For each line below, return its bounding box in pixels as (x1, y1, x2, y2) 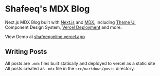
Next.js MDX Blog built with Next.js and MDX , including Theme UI (5, 19, 136, 25)
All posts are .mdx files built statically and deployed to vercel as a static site (5, 60, 156, 66)
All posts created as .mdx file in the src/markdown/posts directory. (5, 65, 135, 71)
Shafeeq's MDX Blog (5, 3, 90, 14)
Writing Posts (5, 48, 47, 56)
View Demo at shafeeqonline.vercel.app (5, 34, 85, 39)
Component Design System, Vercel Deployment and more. (5, 24, 122, 30)
